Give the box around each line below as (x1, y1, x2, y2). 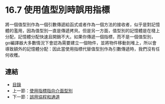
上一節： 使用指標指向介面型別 (12, 87, 73, 93)
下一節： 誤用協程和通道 (12, 94, 60, 100)
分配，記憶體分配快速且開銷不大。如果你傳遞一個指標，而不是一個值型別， (5, 34, 156, 40)
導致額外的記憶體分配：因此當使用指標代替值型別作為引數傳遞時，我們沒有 (5, 46, 156, 52)
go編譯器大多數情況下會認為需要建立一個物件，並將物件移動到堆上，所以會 (5, 40, 157, 45)
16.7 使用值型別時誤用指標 (5, 4, 110, 16)
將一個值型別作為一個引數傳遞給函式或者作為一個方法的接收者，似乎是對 (5, 21, 151, 27)
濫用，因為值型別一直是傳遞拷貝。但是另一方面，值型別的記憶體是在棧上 (13, 27, 160, 33)
